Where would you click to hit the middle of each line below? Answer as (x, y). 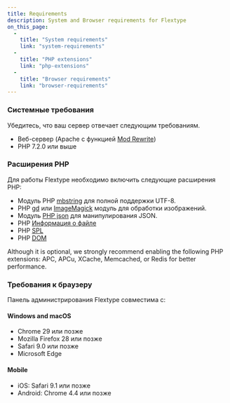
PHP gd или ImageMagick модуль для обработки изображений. (112, 208)
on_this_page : (28, 27)
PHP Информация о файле (57, 223)
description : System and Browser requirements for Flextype (97, 20)
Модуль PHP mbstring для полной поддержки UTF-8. (97, 200)
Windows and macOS (39, 315)
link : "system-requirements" (62, 46)
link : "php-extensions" (55, 66)
